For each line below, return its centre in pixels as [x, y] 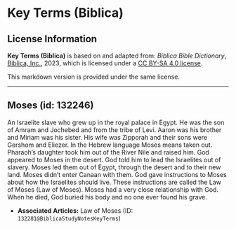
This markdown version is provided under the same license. [94, 77]
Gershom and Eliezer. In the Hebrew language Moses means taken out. [110, 145]
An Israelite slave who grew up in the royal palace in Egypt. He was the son [116, 122]
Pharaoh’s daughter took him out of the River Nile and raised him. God [108, 152]
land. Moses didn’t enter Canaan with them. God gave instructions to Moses [117, 174]
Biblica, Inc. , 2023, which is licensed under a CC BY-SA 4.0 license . [105, 63]
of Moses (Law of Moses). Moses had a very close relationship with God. [113, 189]
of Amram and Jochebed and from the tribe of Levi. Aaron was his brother [114, 130]
